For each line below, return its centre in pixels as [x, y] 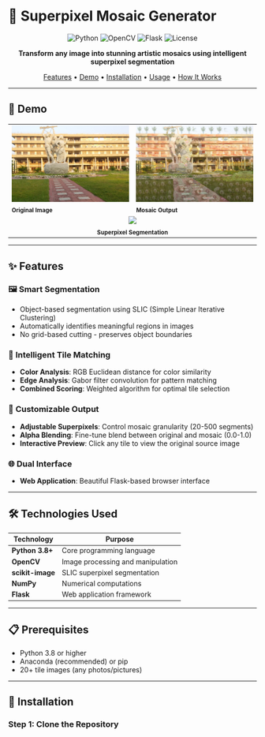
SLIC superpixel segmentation [110, 572]
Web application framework [106, 594]
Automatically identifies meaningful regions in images [106, 326]
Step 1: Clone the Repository [63, 724]
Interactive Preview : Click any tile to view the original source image [130, 443]
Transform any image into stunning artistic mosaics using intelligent [132, 53]
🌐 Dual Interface [40, 463]
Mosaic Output [157, 210]
